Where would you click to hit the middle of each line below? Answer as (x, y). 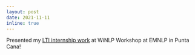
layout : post (23, 12)
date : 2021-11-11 (28, 18)
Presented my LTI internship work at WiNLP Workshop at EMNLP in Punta (98, 40)
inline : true (23, 23)
